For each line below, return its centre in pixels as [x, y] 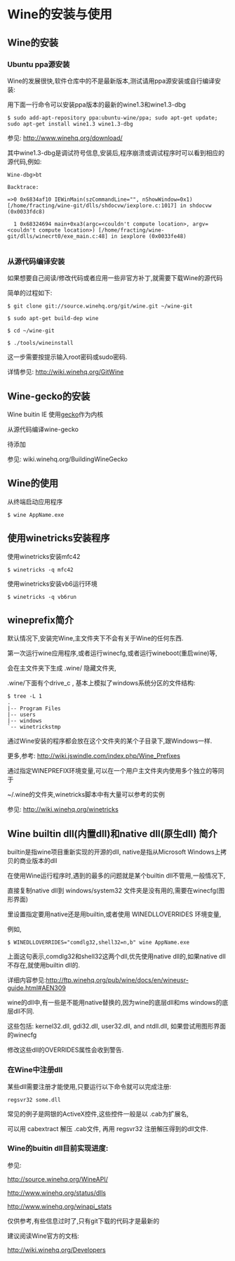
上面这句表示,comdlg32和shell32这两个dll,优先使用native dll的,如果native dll [116, 956]
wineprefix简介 [41, 620]
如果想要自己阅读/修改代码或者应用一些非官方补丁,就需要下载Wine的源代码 [115, 278]
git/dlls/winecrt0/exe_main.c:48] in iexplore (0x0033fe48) [97, 236]
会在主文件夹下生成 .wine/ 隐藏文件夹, [62, 668]
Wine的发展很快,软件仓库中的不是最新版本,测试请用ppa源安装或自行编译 [111, 81]
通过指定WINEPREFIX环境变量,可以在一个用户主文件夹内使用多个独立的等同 [116, 771]
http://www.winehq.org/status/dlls [57, 1193]
